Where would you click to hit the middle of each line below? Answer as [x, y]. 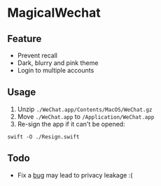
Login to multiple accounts [56, 70]
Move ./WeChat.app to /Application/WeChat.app [86, 116]
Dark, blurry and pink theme [58, 63]
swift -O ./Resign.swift [43, 137]
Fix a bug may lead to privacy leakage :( [75, 175]
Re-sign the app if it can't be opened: [71, 124]
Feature [24, 39]
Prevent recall [37, 55]
